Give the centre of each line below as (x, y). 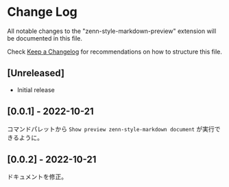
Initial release (36, 89)
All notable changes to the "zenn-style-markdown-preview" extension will (112, 31)
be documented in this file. (45, 38)
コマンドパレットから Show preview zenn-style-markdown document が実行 (111, 129)
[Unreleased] (36, 73)
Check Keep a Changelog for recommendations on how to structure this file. (115, 52)
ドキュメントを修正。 (37, 177)
